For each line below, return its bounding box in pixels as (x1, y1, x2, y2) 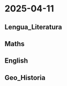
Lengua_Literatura (4, 23, 62, 31)
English (4, 57, 28, 65)
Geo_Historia (4, 73, 45, 82)
